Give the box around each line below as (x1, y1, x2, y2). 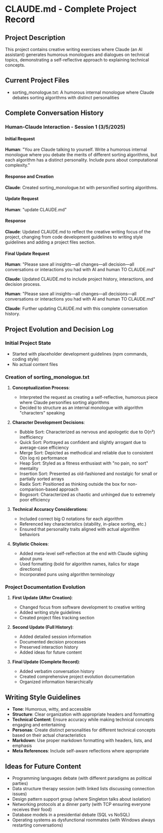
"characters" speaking (19, 410, 65, 416)
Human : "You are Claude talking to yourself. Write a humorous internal (5, 146, 147, 153)
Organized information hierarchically (19, 679, 93, 685)
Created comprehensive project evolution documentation (19, 674, 135, 680)
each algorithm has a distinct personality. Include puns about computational (5, 157, 158, 163)
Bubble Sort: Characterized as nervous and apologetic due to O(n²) (19, 429, 155, 435)
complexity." (5, 162, 30, 168)
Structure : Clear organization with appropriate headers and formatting (12, 711, 155, 718)
